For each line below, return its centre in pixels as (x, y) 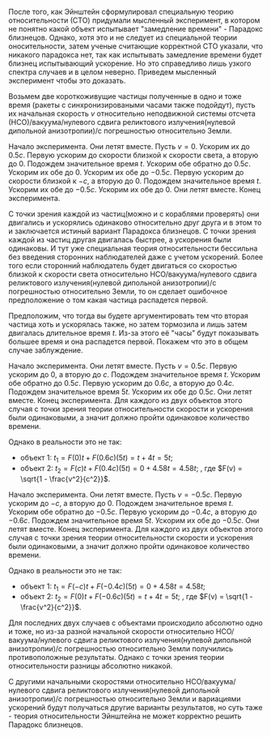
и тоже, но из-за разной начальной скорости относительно (111, 632)
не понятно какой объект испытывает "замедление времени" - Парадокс (135, 29)
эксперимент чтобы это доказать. (67, 81)
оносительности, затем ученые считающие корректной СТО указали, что (136, 46)
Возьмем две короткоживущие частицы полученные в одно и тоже (125, 96)
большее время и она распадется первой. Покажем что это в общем (128, 341)
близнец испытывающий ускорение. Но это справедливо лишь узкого (130, 63)
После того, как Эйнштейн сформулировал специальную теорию (121, 12)
